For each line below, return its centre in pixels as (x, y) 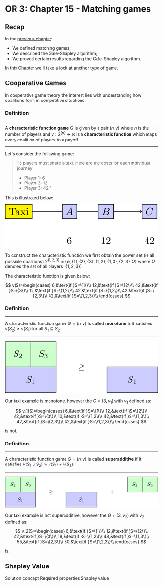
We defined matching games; (41, 48)
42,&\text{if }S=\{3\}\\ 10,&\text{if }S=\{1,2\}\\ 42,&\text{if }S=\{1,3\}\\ (81, 416)
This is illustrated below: (29, 197)
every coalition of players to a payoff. (42, 140)
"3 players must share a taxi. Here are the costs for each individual (83, 163)
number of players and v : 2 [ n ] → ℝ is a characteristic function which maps (81, 134)
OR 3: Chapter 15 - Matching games (78, 9)
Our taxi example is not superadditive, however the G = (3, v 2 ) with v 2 (75, 516)
